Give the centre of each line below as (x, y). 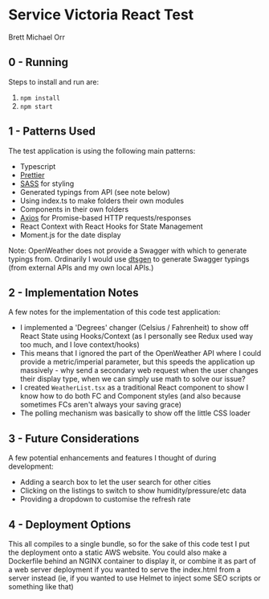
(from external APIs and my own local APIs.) (81, 267)
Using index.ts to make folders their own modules (102, 200)
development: (31, 467)
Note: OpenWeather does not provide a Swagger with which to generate (128, 250)
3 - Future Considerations (74, 438)
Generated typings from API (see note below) (95, 192)
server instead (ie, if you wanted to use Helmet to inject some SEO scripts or (134, 578)
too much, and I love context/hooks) (80, 345)
